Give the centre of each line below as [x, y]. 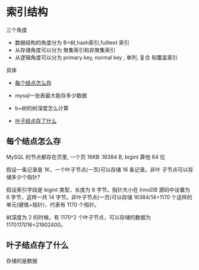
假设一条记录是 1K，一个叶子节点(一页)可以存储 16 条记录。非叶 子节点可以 [97, 169]
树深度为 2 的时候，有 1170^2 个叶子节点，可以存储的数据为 [79, 217]
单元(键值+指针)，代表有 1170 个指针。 [53, 204]
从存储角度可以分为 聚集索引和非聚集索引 [65, 50]
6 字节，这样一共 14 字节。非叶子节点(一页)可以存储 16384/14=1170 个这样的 [99, 197]
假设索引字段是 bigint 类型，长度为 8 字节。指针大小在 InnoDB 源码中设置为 [98, 190]
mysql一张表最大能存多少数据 [51, 95]
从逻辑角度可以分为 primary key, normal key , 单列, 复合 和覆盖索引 [96, 57]
